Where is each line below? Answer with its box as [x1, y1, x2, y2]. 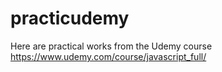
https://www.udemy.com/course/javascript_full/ [10, 50, 207, 62]
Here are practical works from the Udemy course [10, 40, 213, 52]
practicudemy [10, 7, 130, 30]
